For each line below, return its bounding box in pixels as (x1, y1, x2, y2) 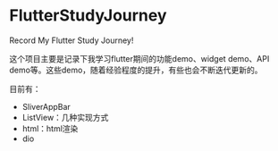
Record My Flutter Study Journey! (9, 35, 134, 46)
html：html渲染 (21, 122, 79, 134)
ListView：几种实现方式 (21, 112, 109, 122)
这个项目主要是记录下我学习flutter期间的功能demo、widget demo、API (9, 53, 270, 63)
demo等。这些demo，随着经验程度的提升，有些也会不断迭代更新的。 (9, 64, 263, 75)
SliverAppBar (21, 101, 72, 112)
